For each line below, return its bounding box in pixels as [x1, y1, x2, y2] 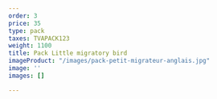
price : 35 [8, 19, 42, 27]
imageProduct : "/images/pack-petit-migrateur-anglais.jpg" [8, 57, 211, 65]
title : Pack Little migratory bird [8, 49, 128, 57]
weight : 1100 [8, 42, 52, 50]
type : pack [8, 27, 45, 35]
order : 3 [8, 11, 38, 20]
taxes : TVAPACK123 [8, 34, 70, 43]
